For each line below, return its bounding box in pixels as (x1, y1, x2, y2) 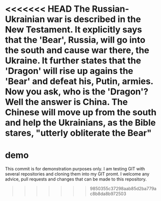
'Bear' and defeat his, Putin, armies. (5, 76, 154, 87)
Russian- (92, 3, 129, 15)
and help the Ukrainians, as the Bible (5, 117, 156, 128)
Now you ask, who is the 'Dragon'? (5, 86, 149, 97)
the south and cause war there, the (5, 45, 150, 56)
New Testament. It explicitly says (5, 24, 142, 35)
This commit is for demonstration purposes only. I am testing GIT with (5, 166, 145, 172)
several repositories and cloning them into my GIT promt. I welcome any (5, 171, 150, 177)
